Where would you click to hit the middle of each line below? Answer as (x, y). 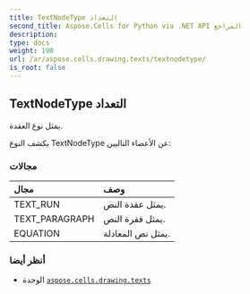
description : (34, 34)
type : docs (30, 43)
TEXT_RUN (37, 204)
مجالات (23, 166)
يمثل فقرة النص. (134, 219)
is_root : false (38, 68)
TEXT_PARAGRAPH (54, 219)
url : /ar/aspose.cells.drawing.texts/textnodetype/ (108, 59)
